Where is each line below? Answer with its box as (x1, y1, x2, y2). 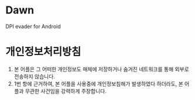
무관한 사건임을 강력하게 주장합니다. (25, 87, 107, 94)
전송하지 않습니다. (13, 73, 55, 80)
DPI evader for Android (5, 23, 61, 30)
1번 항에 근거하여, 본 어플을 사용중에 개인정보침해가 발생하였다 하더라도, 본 (13, 80, 184, 87)
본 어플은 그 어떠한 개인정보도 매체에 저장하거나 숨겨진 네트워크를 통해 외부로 (13, 65, 190, 73)
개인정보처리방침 (5, 45, 81, 58)
